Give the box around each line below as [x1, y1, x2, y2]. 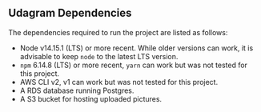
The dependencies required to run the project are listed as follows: [8, 27, 228, 37]
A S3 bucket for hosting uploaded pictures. [19, 94, 163, 103]
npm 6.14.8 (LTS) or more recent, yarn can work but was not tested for [19, 60, 248, 70]
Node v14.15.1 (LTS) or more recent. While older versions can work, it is [19, 43, 254, 53]
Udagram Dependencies [8, 6, 132, 20]
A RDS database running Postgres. [19, 86, 135, 95]
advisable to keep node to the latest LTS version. [19, 51, 179, 61]
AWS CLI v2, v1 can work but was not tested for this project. [19, 77, 219, 86]
